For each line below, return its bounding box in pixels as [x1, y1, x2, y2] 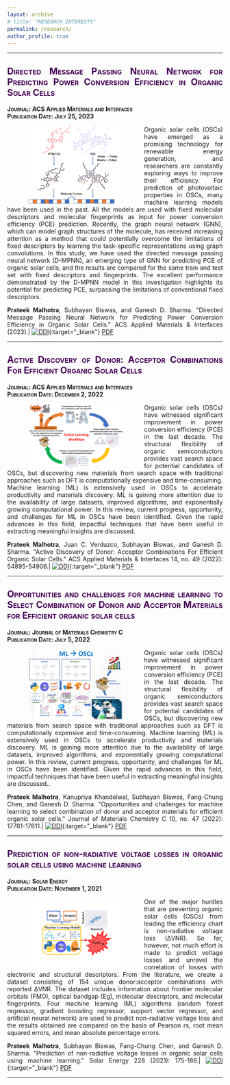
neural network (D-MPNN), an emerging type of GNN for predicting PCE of [7, 257, 223, 265]
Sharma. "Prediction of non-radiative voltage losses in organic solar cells [7, 1049, 223, 1057]
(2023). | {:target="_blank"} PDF [7, 328, 114, 336]
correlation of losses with [144, 962, 223, 971]
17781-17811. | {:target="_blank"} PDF [7, 821, 127, 830]
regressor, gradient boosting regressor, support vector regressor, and [7, 1006, 223, 1014]
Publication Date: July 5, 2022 [7, 635, 90, 643]
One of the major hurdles [144, 897, 223, 906]
